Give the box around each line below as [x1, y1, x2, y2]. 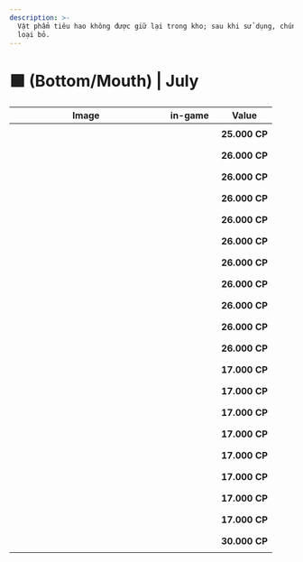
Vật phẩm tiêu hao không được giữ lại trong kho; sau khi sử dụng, [17, 22, 277, 31]
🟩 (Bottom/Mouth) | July [9, 70, 199, 91]
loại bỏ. [17, 30, 50, 39]
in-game [170, 109, 209, 122]
